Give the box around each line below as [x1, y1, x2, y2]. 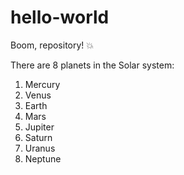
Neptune [24, 152, 62, 165]
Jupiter [24, 121, 55, 133]
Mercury [24, 78, 61, 90]
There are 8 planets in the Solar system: [10, 59, 175, 71]
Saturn [24, 131, 53, 143]
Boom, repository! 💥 [10, 39, 95, 51]
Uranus [24, 142, 56, 154]
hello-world [10, 6, 110, 29]
